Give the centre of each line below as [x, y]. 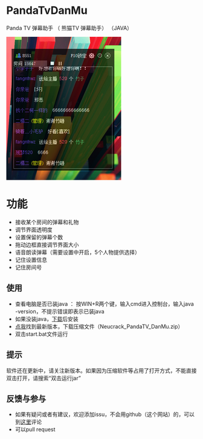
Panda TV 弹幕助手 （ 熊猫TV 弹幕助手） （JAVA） [69, 28]
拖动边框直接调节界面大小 [47, 244]
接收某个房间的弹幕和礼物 [47, 222]
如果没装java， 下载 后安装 [47, 319]
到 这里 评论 [28, 422]
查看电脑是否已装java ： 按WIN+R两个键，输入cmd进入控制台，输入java [105, 304]
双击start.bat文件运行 [41, 334]
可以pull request [35, 429]
